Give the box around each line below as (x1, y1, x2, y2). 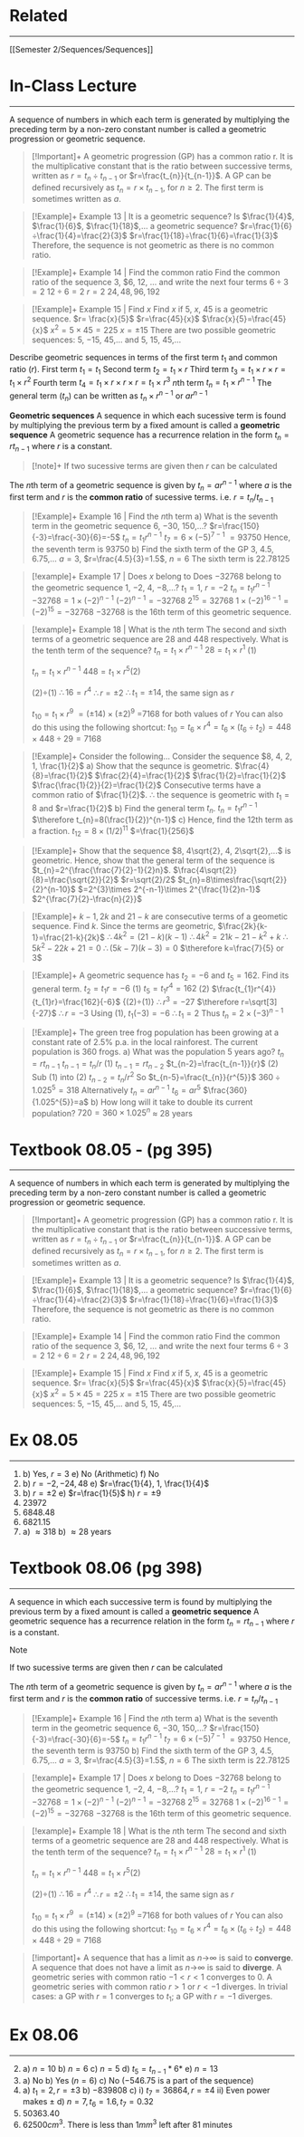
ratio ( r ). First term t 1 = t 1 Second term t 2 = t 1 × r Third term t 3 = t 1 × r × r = (9, 363, 287, 377)
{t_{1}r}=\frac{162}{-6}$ (31, 996, 121, 1007)
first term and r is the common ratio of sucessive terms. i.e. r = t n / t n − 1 (9, 491, 274, 504)
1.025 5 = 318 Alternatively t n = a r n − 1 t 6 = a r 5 (31, 1083, 202, 1097)
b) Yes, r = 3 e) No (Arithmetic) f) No (22, 1468, 160, 1479)
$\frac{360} (203, 1085, 248, 1096)
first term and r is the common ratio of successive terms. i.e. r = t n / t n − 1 (9, 1692, 279, 1706)
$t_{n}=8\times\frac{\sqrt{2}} (177, 874, 288, 885)
